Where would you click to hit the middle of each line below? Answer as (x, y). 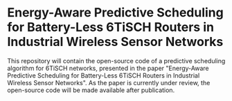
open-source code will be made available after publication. (91, 90)
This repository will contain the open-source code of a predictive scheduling (116, 60)
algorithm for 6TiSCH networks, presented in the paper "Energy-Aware (108, 68)
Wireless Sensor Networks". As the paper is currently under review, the (109, 82)
